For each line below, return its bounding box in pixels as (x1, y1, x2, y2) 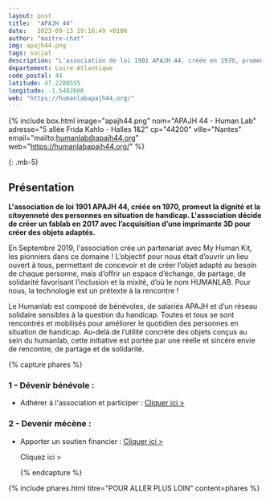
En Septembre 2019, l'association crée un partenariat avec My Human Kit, (8, 243, 253, 253)
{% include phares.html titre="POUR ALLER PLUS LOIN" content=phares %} (8, 483, 260, 493)
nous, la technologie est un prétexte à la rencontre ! (8, 286, 179, 296)
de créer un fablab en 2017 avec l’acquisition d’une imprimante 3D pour (8, 219, 252, 229)
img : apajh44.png (8, 42, 67, 50)
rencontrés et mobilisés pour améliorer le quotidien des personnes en (8, 318, 239, 328)
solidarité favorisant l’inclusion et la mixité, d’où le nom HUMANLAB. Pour (8, 277, 252, 287)
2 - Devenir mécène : (8, 418, 92, 429)
